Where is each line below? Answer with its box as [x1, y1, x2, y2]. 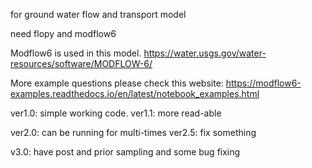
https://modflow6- [225, 77, 302, 89]
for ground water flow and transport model [10, 9, 187, 20]
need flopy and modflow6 [10, 28, 117, 39]
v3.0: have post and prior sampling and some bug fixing [10, 146, 241, 158]
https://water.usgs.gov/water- [143, 47, 267, 59]
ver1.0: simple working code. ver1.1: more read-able [10, 107, 222, 119]
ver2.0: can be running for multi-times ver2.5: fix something [10, 127, 257, 138]
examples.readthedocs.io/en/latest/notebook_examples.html [10, 88, 260, 99]
